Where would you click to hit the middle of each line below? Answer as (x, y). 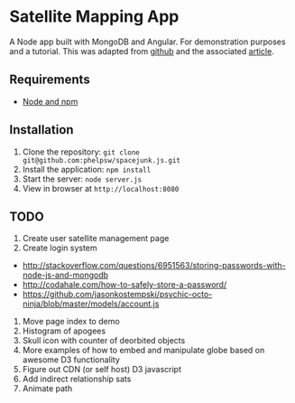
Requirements (50, 80)
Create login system (60, 248)
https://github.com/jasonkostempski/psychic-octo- (117, 295)
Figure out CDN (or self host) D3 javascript (102, 370)
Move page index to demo (71, 322)
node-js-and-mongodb (65, 275)
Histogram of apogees (64, 331)
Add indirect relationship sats (77, 379)
